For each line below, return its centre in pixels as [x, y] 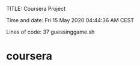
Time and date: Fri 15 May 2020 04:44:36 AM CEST [70, 20]
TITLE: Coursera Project [36, 9]
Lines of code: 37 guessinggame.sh [50, 32]
